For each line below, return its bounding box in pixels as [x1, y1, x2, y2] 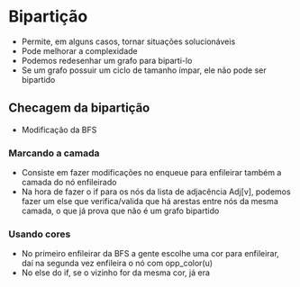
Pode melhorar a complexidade [21, 45, 139, 56]
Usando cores [8, 228, 71, 240]
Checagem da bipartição [8, 101, 150, 116]
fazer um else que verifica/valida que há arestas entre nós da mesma [21, 196, 278, 207]
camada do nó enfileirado [21, 177, 117, 188]
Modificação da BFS [21, 124, 97, 135]
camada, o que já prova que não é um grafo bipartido [21, 205, 220, 217]
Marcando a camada [8, 147, 100, 159]
